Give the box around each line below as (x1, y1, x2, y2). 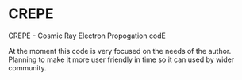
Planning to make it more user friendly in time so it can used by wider (8, 55, 235, 64)
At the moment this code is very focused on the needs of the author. (8, 46, 232, 55)
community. (8, 63, 47, 72)
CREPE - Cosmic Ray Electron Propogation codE (8, 31, 167, 40)
